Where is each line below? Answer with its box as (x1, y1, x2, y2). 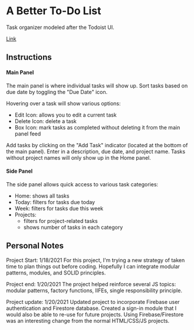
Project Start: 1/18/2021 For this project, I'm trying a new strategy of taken (6, 256, 185, 264)
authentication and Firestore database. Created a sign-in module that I (6, 305, 177, 312)
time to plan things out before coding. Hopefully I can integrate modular (6, 263, 180, 270)
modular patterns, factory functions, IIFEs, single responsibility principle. (6, 287, 183, 294)
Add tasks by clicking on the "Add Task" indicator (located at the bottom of (6, 141, 188, 148)
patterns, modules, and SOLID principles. (6, 269, 106, 276)
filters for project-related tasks (23, 217, 98, 224)
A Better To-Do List (6, 4, 101, 18)
